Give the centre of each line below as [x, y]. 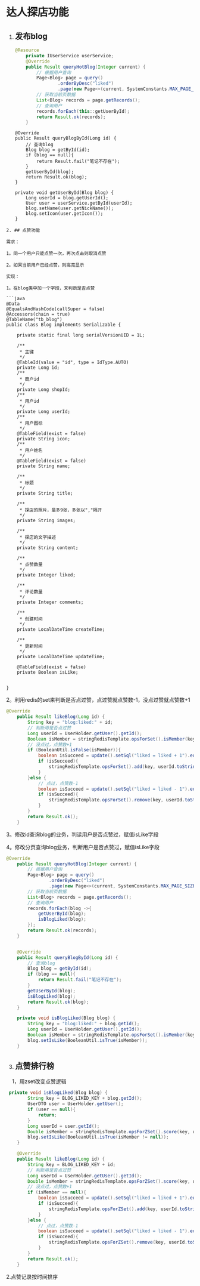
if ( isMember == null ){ [57, 1192]
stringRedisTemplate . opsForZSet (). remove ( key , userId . [118, 1242]
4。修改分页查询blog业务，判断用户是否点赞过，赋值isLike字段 [83, 847]
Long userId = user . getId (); [64, 1126]
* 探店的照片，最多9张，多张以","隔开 [61, 510]
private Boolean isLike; [48, 673]
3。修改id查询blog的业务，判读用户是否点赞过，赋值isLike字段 [82, 834]
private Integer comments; [50, 602]
